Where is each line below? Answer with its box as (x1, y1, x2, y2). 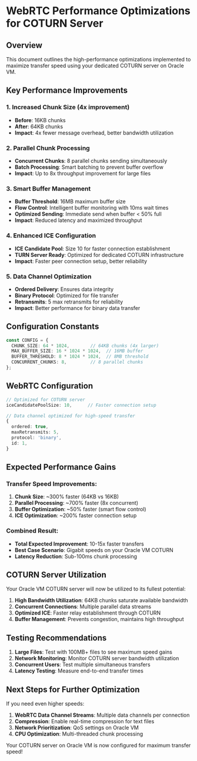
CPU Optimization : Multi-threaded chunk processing (14, 730, 143, 737)
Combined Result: (6, 527, 59, 535)
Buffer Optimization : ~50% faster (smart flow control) (14, 506, 146, 513)
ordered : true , (11, 424, 49, 430)
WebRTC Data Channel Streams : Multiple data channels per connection (14, 711, 190, 718)
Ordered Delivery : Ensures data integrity (14, 285, 113, 293)
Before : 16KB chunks (14, 116, 66, 123)
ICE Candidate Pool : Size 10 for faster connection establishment (14, 245, 171, 252)
